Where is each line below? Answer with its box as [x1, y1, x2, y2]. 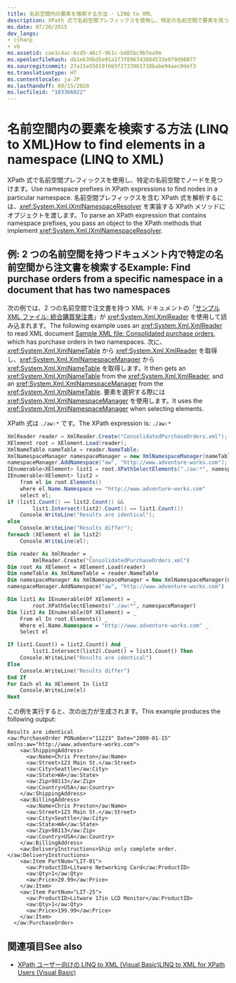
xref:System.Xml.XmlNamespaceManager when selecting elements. [7, 404, 204, 412]
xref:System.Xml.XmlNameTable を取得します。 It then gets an [7, 364, 186, 372]
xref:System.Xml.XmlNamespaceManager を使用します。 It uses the [7, 396, 203, 405]
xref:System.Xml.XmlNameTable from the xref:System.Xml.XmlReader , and [7, 372, 223, 380]
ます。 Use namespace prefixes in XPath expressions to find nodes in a [13, 184, 218, 194]
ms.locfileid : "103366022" [7, 89, 86, 96]
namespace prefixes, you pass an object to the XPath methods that [7, 219, 202, 227]
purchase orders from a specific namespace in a [7, 273, 223, 285]
